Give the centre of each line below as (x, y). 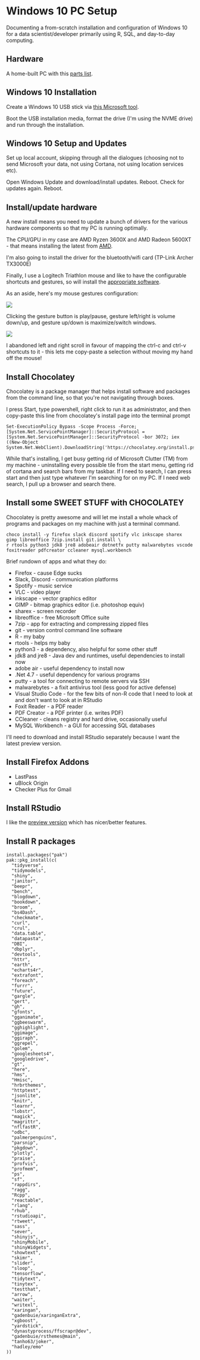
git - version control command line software (68, 630)
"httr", (21, 960)
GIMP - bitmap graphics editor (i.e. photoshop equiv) (79, 605)
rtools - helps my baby (42, 643)
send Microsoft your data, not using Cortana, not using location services (95, 164)
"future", (24, 991)
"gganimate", (28, 1017)
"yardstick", (28, 1326)
